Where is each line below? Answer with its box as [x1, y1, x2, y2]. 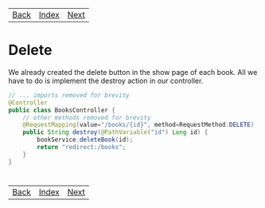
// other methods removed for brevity [22, 113, 151, 122]
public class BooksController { [8, 106, 115, 114]
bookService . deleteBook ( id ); [37, 135, 134, 144]
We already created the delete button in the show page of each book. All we [8, 67, 258, 77]
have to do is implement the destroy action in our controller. [8, 76, 204, 85]
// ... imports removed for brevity [8, 91, 130, 99]
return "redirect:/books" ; [37, 143, 127, 151]
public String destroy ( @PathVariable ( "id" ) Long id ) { [22, 128, 208, 136]
